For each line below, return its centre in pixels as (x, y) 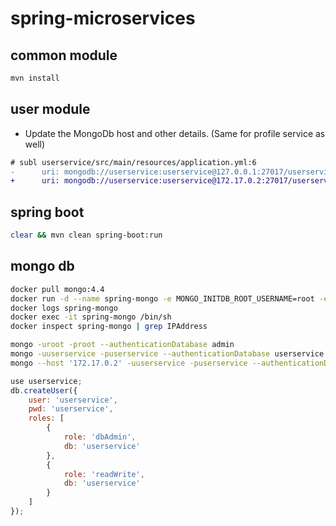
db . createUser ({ (44, 390)
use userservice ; (46, 381)
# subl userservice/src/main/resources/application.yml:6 (133, 162)
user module (50, 109)
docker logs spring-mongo (64, 308)
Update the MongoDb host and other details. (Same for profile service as (175, 133)
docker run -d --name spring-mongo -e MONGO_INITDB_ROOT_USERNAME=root (162, 298)
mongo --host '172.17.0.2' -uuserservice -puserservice (129, 363)
